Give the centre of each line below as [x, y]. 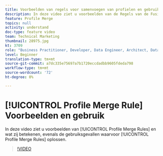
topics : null [18, 23]
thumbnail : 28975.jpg [27, 41]
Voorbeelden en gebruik [55, 116]
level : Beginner [21, 55]
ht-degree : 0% [19, 77]
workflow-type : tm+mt [27, 68]
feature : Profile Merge [29, 18]
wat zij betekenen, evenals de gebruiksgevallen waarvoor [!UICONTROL [77, 134]
